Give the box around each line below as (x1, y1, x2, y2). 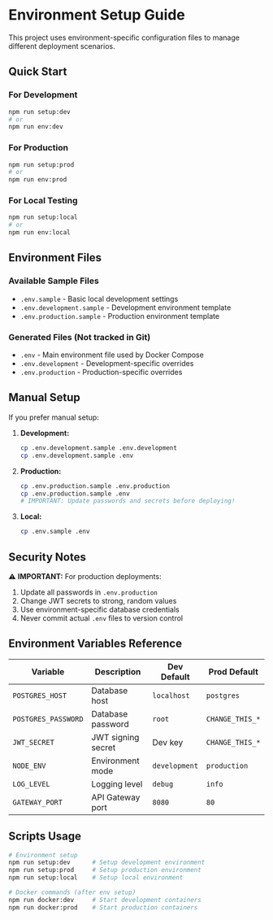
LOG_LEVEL (12, 779, 50, 788)
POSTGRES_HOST (12, 691, 67, 700)
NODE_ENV (12, 761, 46, 770)
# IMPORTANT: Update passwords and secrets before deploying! (19, 497, 236, 505)
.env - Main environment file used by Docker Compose (19, 350, 205, 360)
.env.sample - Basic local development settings (19, 294, 179, 303)
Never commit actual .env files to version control (19, 613, 184, 623)
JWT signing (91, 731, 140, 743)
